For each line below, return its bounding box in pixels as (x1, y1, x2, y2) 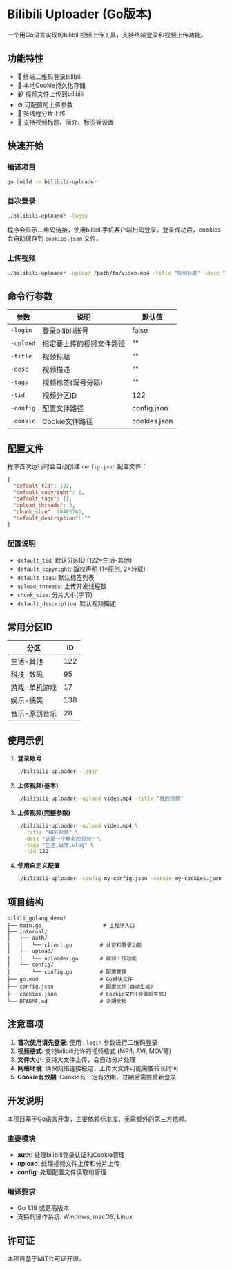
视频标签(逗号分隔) (42, 378, 104, 387)
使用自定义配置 (17, 861, 60, 870)
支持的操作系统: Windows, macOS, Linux (17, 1212, 133, 1221)
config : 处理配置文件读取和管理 (17, 1167, 107, 1176)
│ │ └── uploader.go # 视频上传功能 (7, 956, 137, 962)
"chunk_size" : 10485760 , (13, 508, 85, 515)
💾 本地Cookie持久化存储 (17, 81, 86, 89)
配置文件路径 (42, 404, 84, 414)
